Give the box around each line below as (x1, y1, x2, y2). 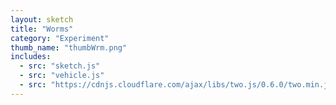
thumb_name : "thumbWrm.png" (10, 42, 128, 53)
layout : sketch (10, 14, 74, 25)
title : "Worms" (10, 24, 74, 34)
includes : (10, 52, 52, 62)
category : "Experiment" (10, 33, 110, 43)
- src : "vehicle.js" (19, 71, 105, 81)
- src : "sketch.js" (19, 61, 101, 71)
